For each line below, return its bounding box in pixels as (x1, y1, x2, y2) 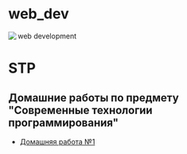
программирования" (8, 116, 119, 129)
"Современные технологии (8, 103, 153, 116)
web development (18, 31, 77, 41)
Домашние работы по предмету (8, 91, 179, 105)
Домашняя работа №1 (19, 136, 95, 146)
